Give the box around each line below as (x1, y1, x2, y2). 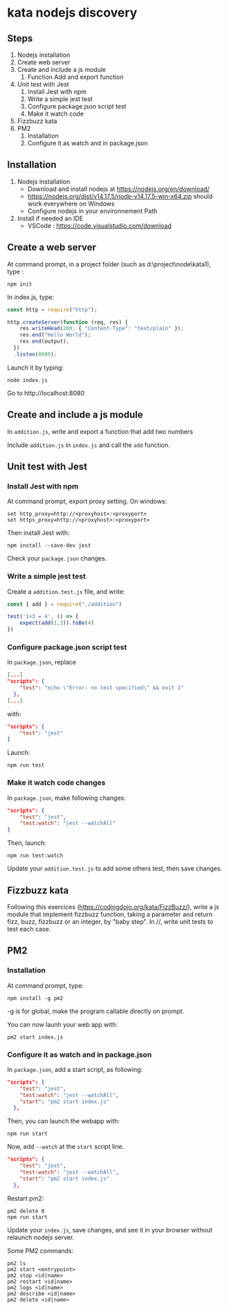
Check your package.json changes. (7, 554, 107, 563)
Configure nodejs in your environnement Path (27, 206, 158, 215)
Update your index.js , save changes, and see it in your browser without (7, 1226, 213, 1234)
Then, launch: (7, 839, 46, 847)
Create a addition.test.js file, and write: (7, 587, 125, 596)
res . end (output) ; (19, 338, 70, 345)
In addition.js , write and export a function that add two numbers (7, 427, 194, 435)
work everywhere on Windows (27, 199, 115, 208)
